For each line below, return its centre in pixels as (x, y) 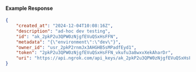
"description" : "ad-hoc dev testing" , (63, 31)
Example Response (29, 8)
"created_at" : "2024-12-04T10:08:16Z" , (65, 26)
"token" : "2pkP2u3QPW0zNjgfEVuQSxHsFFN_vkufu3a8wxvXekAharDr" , (95, 53)
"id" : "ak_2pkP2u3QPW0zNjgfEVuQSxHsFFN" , (67, 37)
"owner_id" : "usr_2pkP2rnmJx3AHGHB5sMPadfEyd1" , (76, 47)
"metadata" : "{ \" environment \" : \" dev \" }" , (68, 42)
